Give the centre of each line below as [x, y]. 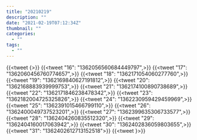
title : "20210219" [29, 12]
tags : [13, 45]
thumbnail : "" [24, 28]
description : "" [26, 17]
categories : [21, 34]
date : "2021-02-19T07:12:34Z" [44, 23]
